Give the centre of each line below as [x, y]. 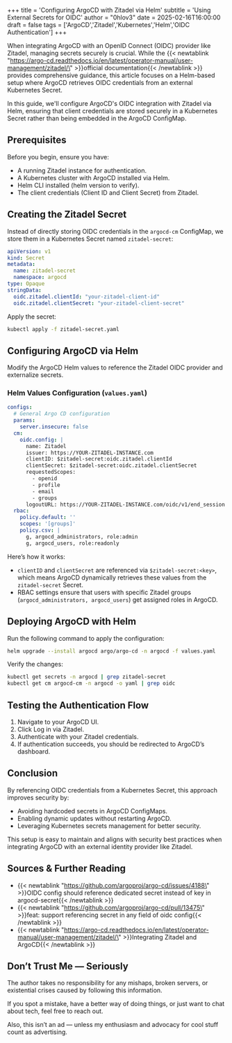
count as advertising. [38, 1032]
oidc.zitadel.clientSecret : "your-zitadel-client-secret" [99, 303]
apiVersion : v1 [29, 251]
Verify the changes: [35, 664]
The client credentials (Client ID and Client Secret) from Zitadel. [108, 192]
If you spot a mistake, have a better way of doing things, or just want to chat [116, 1004]
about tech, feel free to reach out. [55, 1011]
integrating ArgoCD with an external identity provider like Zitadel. [100, 846]
